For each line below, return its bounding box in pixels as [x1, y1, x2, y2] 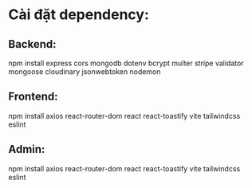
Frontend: [8, 90, 58, 104]
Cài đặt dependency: [8, 6, 150, 24]
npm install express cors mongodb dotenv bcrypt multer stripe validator [8, 58, 245, 68]
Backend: [8, 37, 57, 51]
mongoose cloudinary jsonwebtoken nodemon [8, 67, 161, 76]
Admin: [8, 143, 45, 156]
